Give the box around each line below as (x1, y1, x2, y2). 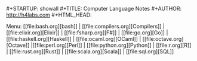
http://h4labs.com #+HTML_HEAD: (6, 11, 92, 18)
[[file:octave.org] (142, 36, 184, 42)
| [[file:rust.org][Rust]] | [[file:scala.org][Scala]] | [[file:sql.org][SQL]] (6, 48, 174, 55)
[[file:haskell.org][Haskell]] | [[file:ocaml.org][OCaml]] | (6, 36, 141, 42)
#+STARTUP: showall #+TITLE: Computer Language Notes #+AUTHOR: (6, 5, 182, 12)
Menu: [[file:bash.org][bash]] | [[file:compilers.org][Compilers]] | (6, 23, 165, 30)
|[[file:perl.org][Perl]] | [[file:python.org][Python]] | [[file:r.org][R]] (30, 41, 192, 49)
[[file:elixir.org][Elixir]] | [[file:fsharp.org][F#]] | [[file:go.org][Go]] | (6, 29, 168, 36)
